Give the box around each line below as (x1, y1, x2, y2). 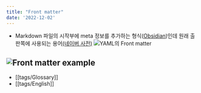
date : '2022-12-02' (6, 15, 56, 21)
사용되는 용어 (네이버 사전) (31, 40, 93, 47)
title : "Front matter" (6, 9, 64, 15)
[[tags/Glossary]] (15, 74, 58, 81)
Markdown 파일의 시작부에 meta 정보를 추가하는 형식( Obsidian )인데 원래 (15, 32, 189, 40)
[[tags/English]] (15, 80, 55, 88)
